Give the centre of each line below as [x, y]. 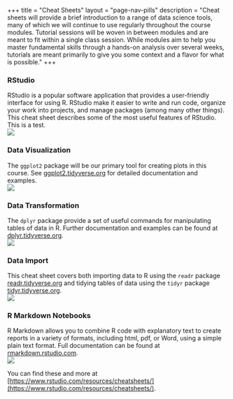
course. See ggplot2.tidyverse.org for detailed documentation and [103, 173]
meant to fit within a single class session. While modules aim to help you [111, 40]
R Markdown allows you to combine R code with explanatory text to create [114, 331]
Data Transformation [43, 205]
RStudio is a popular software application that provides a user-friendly [108, 95]
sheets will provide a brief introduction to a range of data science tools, [110, 17]
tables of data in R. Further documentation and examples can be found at [113, 228]
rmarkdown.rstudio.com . [43, 353]
